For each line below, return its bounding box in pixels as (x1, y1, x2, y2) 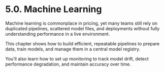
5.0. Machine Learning (5, 4, 102, 15)
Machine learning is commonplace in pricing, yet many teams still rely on (5, 20, 158, 26)
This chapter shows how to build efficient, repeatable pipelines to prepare (5, 40, 160, 46)
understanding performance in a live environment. (5, 31, 110, 37)
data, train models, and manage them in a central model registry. (5, 46, 141, 52)
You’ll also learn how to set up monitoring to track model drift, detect (5, 55, 149, 61)
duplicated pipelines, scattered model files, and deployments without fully (5, 25, 160, 31)
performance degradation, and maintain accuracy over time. (5, 61, 131, 67)
